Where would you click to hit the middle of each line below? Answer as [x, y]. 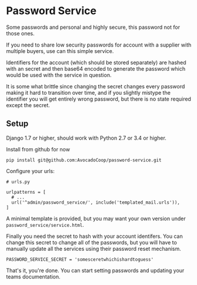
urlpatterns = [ [26, 192]
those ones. [20, 33]
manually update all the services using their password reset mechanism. [94, 248]
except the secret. [28, 105]
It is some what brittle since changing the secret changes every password [96, 86]
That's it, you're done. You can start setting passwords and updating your [95, 270]
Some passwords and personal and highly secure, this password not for [93, 27]
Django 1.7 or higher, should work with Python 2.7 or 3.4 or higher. [86, 138]
